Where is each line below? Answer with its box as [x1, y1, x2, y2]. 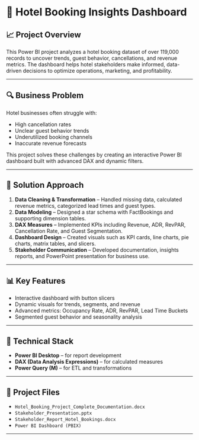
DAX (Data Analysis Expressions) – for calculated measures [14, 358, 163, 365]
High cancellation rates [14, 121, 72, 128]
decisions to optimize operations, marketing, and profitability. [23, 68, 173, 74]
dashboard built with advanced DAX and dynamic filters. [6, 157, 144, 165]
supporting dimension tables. [14, 214, 86, 221]
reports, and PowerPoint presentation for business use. [14, 252, 150, 259]
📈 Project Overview [6, 30, 81, 40]
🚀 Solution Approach [6, 180, 84, 190]
